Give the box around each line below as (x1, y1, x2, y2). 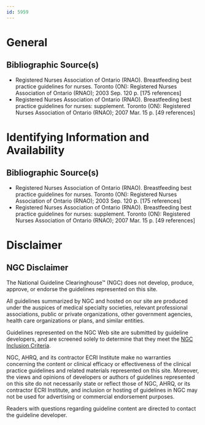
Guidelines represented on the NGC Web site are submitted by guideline (6, 329, 188, 336)
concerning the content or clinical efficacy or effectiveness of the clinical (6, 360, 191, 367)
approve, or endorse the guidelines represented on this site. (6, 285, 158, 292)
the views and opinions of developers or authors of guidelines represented (6, 373, 195, 381)
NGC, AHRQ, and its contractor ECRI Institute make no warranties (6, 354, 171, 361)
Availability (6, 143, 65, 157)
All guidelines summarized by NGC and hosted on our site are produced (6, 297, 188, 305)
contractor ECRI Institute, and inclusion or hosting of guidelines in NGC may (6, 386, 198, 394)
